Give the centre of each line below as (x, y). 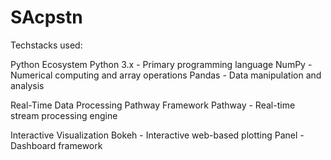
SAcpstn (46, 17)
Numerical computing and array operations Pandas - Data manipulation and (166, 75)
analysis (27, 85)
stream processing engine (64, 115)
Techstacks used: (46, 45)
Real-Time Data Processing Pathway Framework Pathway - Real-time (153, 105)
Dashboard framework (56, 145)
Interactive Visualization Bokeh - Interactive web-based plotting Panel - (157, 135)
